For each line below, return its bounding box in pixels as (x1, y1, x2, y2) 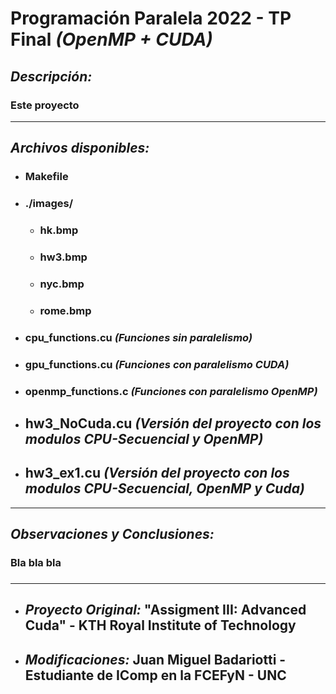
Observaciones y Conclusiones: (10, 526, 215, 543)
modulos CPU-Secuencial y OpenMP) (24, 430, 264, 447)
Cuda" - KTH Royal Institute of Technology (24, 617, 297, 634)
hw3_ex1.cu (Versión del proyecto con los (24, 465, 290, 482)
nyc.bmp (39, 277, 85, 291)
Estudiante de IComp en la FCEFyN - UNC (24, 667, 287, 684)
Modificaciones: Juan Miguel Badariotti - (24, 651, 287, 668)
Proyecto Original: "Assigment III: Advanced (24, 602, 307, 619)
